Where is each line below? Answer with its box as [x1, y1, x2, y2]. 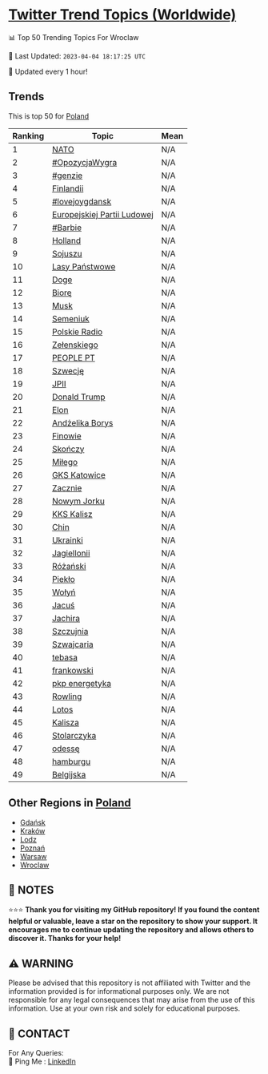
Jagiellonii [51, 547, 90, 559]
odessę [51, 743, 80, 754]
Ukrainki [51, 535, 84, 546]
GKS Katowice [51, 469, 106, 480]
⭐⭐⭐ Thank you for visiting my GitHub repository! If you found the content [8, 905, 260, 915]
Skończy [51, 443, 85, 454]
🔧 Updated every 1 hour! [8, 67, 88, 76]
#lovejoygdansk [51, 196, 112, 207]
